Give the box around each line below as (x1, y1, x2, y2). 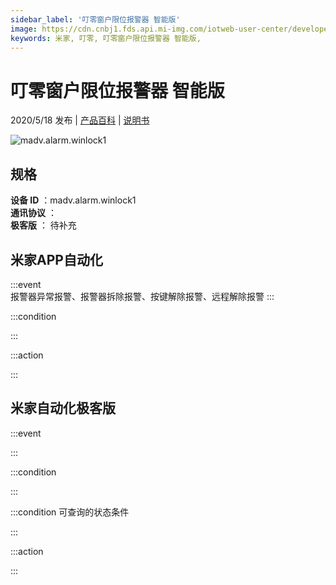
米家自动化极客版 (10, 400, 116, 417)
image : (10, 24, 38, 34)
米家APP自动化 (10, 251, 103, 268)
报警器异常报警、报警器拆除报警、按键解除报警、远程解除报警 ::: (10, 290, 275, 302)
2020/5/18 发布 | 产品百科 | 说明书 (10, 114, 150, 126)
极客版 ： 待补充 (10, 219, 77, 231)
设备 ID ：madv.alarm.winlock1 (10, 194, 137, 206)
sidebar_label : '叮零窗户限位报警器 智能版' (10, 14, 181, 25)
